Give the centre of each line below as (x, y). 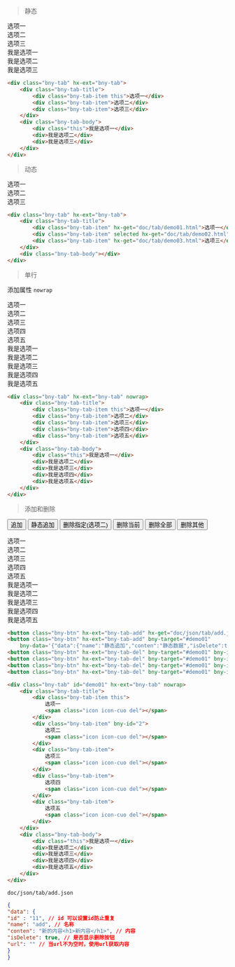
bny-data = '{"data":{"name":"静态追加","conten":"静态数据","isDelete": (122, 646)
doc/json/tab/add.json (40, 893)
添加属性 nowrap (30, 290)
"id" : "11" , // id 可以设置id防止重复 (61, 918)
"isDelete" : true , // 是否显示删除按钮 (61, 938)
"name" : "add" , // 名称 (41, 925)
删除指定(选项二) (85, 525)
